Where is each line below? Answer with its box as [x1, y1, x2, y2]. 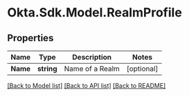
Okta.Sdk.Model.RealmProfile [7, 5, 182, 21]
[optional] [126, 64, 159, 73]
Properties [7, 32, 54, 44]
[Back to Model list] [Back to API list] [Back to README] [7, 82, 166, 90]
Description [72, 53, 112, 62]
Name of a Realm [64, 64, 120, 73]
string [37, 64, 57, 73]
